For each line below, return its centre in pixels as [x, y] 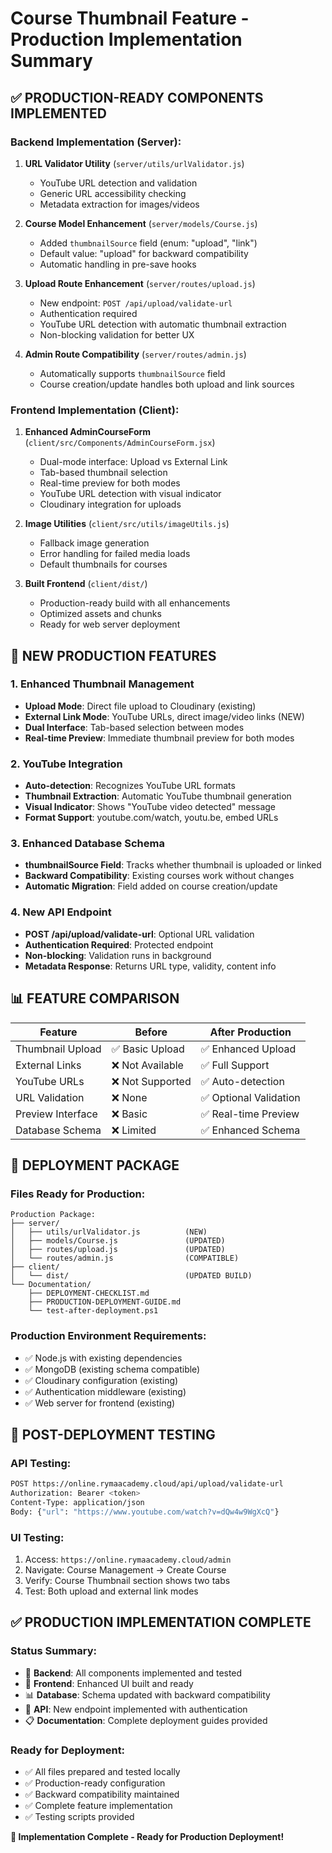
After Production [250, 1032]
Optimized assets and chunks [100, 614]
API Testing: [41, 1463]
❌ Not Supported [151, 1081]
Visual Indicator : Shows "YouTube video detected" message [150, 807]
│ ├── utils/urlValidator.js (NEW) [109, 1232]
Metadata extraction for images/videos [119, 204]
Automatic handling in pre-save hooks [118, 264]
